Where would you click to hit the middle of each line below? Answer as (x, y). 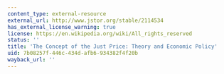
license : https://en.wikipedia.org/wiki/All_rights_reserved (100, 33)
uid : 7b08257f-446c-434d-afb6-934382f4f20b (73, 54)
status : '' (23, 40)
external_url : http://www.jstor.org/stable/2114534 (85, 20)
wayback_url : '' (31, 60)
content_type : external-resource (57, 14)
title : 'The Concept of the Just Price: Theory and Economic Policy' (113, 47)
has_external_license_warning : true (62, 27)
